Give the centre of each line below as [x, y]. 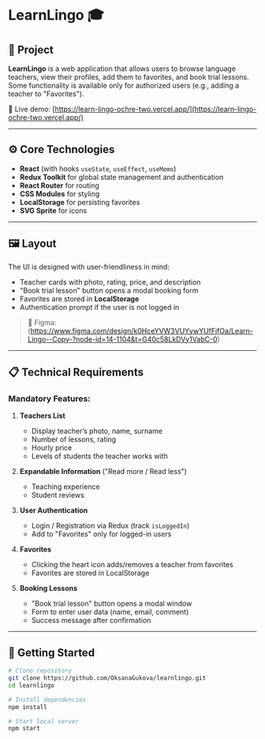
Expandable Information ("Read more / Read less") [103, 472]
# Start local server [44, 721]
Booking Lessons [49, 588]
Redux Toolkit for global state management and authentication [121, 177]
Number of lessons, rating [74, 439]
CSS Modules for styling [60, 193]
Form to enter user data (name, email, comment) [110, 612]
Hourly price [52, 448]
